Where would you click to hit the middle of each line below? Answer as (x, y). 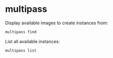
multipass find (21, 32)
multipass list (21, 51)
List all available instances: (33, 41)
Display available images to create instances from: (57, 23)
